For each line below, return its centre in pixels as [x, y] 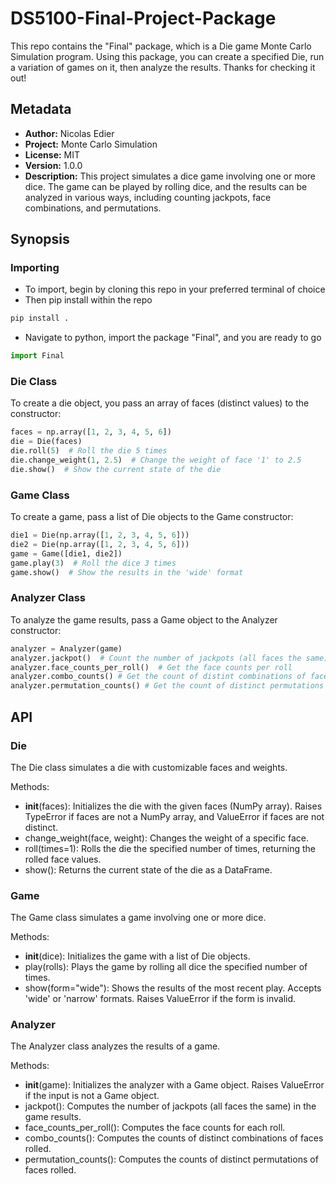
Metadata [41, 109]
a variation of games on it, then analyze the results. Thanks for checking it [163, 67]
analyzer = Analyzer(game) [66, 648]
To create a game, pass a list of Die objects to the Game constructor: [152, 517]
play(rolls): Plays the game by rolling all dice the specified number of [166, 967]
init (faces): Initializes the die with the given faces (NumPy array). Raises [173, 806]
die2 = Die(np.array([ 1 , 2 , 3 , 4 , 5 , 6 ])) [100, 545]
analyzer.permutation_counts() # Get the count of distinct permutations [167, 686]
